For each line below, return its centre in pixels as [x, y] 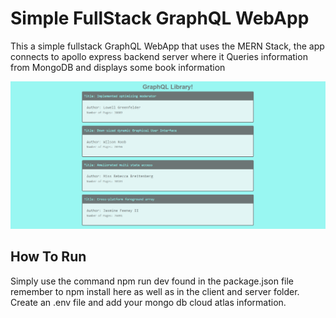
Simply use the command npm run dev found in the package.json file [152, 281]
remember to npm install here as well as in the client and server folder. [155, 291]
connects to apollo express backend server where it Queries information [159, 56]
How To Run [48, 257]
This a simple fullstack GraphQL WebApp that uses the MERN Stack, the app [167, 46]
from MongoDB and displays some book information [118, 67]
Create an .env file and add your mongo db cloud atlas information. [148, 302]
